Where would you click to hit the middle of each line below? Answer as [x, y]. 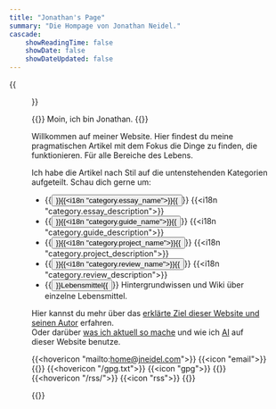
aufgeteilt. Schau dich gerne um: [91, 182]
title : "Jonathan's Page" [57, 17]
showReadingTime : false [69, 42]
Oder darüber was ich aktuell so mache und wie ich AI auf [138, 332]
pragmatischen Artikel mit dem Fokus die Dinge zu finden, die [145, 146]
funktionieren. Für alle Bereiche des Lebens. [112, 155]
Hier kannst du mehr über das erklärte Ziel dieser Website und [146, 313]
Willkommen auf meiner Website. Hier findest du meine [133, 136]
